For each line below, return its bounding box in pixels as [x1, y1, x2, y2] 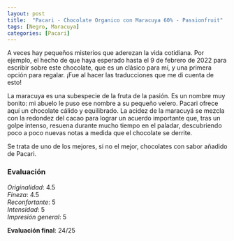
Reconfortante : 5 [7, 198, 56, 206]
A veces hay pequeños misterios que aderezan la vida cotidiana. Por [7, 49, 205, 57]
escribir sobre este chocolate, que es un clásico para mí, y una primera [7, 63, 212, 72]
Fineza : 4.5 [7, 190, 40, 199]
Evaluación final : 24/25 [7, 226, 75, 234]
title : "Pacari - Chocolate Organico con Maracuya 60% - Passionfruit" [7, 17, 224, 24]
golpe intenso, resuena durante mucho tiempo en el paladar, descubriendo [7, 121, 222, 130]
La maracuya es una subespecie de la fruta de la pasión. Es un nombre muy [7, 92, 226, 100]
